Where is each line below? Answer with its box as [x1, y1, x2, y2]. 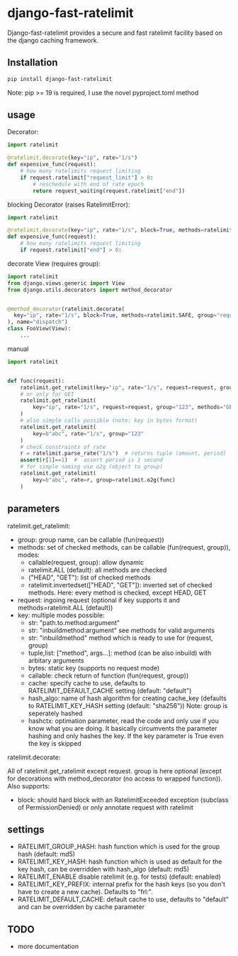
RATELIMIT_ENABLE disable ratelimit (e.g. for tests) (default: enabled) [17, 872, 221, 881]
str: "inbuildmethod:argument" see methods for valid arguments [28, 626, 215, 634]
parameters [7, 503, 60, 515]
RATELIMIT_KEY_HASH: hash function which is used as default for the [17, 857, 222, 866]
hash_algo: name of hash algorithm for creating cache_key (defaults [28, 694, 227, 702]
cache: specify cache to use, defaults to [28, 678, 146, 687]
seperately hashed [28, 709, 83, 717]
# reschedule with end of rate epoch [33, 180, 144, 188]
